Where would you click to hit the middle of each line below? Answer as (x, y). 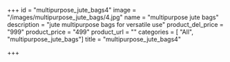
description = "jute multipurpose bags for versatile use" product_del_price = (116, 24)
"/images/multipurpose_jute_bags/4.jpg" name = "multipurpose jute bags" (113, 17)
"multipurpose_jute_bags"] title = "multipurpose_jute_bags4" (94, 39)
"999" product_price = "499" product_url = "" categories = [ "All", (100, 32)
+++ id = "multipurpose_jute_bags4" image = (72, 10)
